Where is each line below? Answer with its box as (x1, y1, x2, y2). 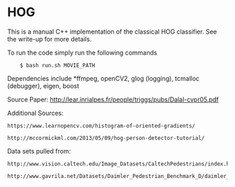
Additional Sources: (7, 109, 64, 117)
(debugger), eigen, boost (7, 81, 80, 90)
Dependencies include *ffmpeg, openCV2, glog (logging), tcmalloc (7, 74, 200, 83)
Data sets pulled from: (7, 146, 71, 155)
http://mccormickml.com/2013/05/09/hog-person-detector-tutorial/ (7, 134, 205, 141)
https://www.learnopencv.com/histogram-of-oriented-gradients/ (7, 122, 196, 130)
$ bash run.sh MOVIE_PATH (20, 62, 96, 69)
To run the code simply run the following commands (7, 48, 157, 57)
